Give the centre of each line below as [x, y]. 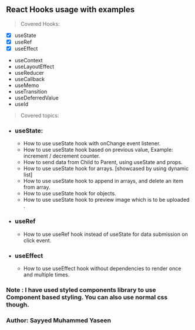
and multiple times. [46, 274]
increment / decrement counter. [62, 156]
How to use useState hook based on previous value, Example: [98, 150]
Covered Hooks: [40, 24]
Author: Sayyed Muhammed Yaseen [59, 320]
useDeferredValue [36, 98]
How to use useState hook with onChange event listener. [92, 144]
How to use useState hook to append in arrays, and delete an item [103, 181]
